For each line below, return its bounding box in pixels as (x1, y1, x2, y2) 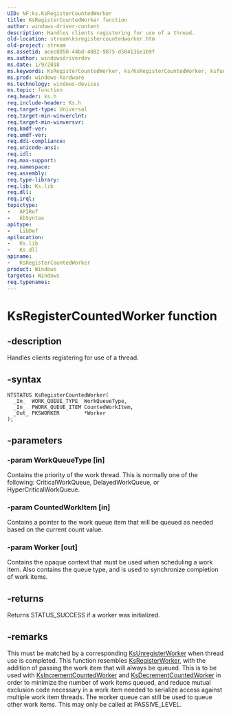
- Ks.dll (7, 247, 38, 254)
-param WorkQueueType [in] (7, 455, 105, 465)
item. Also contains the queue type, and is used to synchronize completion (7, 565, 219, 574)
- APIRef (7, 208, 38, 215)
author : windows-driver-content (7, 23, 100, 30)
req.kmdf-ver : (7, 125, 48, 132)
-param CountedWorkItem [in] (7, 503, 111, 512)
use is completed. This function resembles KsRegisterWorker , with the (7, 657, 206, 665)
